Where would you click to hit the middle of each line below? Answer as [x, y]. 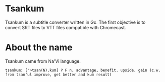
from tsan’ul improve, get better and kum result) [58, 75]
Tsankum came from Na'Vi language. [43, 61]
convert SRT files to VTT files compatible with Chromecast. [66, 27]
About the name [39, 48]
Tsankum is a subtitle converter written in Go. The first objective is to [75, 22]
